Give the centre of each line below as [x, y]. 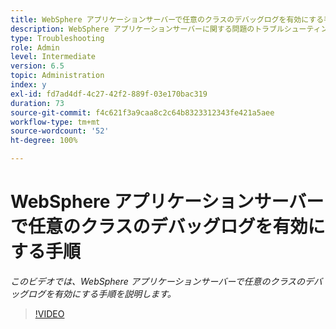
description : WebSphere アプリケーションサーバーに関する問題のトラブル [147, 29]
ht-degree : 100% [44, 141]
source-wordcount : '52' [60, 131]
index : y [28, 85]
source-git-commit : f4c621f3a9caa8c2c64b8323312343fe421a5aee [142, 112]
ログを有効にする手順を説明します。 [102, 293]
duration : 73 [37, 103]
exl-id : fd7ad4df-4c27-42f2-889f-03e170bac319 [109, 94]
